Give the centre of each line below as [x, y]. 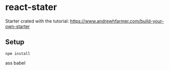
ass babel [15, 63]
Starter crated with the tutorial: [37, 21]
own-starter [18, 26]
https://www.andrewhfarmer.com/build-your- [117, 21]
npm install [18, 53]
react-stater [31, 7]
